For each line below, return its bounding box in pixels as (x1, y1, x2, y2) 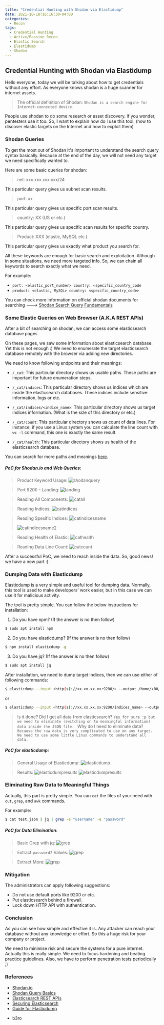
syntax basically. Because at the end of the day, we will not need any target (5, 152, 157, 158)
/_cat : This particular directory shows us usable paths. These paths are (12, 369, 157, 376)
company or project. (5, 936, 46, 942)
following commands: (5, 677, 48, 683)
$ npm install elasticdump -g (5, 645, 67, 649)
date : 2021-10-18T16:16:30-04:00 (5, 12, 73, 17)
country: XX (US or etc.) (17, 215, 66, 220)
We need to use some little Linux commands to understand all (17, 732, 146, 738)
